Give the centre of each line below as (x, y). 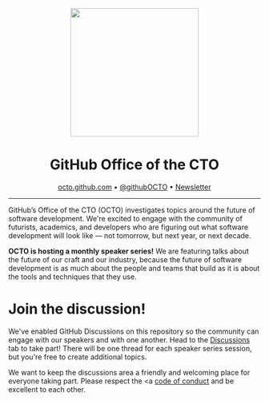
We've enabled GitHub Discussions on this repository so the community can (134, 331)
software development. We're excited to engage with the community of (125, 218)
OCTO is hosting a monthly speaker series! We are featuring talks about (129, 251)
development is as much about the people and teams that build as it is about (134, 268)
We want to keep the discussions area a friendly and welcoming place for (129, 372)
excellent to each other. (47, 389)
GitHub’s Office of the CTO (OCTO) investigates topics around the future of (132, 210)
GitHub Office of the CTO (134, 165)
